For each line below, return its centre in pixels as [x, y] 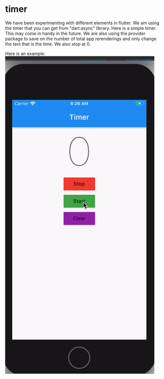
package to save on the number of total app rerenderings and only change [81, 39]
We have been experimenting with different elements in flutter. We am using [82, 23]
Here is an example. [25, 54]
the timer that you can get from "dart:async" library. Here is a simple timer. [81, 28]
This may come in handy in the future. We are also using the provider [75, 33]
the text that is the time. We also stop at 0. [48, 44]
